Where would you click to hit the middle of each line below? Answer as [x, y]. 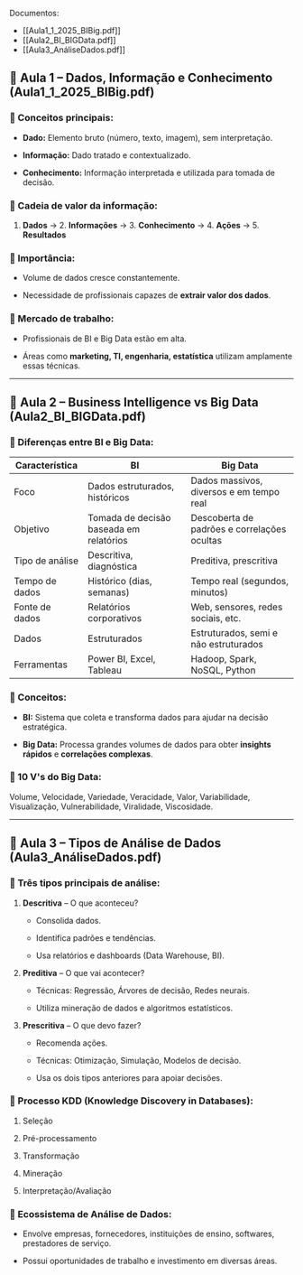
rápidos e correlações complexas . [87, 754]
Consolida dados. [69, 920]
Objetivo [32, 529]
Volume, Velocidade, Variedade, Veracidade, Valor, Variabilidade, [130, 796]
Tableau [105, 670]
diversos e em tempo [235, 492]
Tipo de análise [46, 561]
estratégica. [45, 727]
